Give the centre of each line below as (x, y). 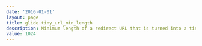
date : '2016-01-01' (31, 12)
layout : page (23, 17)
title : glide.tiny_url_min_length (50, 23)
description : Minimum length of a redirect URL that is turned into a (96, 28)
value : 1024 (21, 34)
